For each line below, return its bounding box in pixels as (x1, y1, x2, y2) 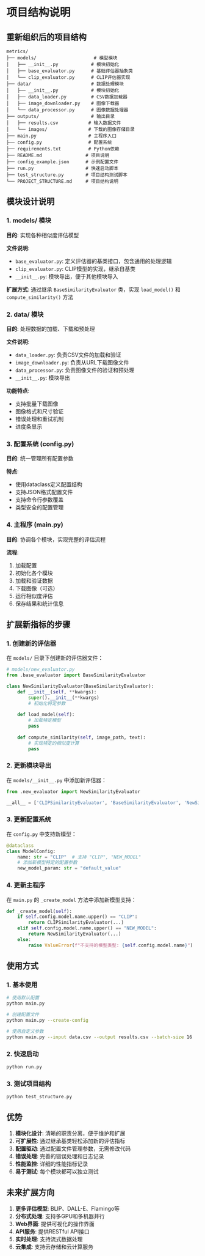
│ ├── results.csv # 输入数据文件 (6, 120, 121, 126)
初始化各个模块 (15, 569, 53, 577)
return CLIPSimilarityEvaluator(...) (28, 920, 124, 926)
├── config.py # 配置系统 (6, 139, 112, 146)
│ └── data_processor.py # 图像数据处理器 (6, 107, 129, 113)
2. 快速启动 (6, 1049, 39, 1058)
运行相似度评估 (15, 592, 53, 599)
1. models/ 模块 (6, 216, 52, 225)
